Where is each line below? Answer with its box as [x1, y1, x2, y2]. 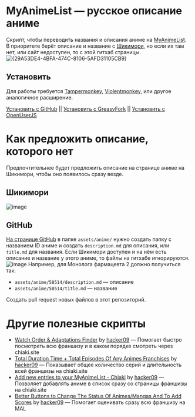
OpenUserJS [6, 111, 37, 118]
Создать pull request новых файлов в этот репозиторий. [6, 296, 146, 303]
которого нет [6, 144, 73, 158]
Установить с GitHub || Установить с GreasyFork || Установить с [6, 105, 166, 112]
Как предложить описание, [6, 132, 149, 145]
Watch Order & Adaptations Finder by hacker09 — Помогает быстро [14, 336, 182, 343]
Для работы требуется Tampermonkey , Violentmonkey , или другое [6, 87, 172, 95]
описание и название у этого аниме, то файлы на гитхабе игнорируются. [6, 254, 190, 262]
